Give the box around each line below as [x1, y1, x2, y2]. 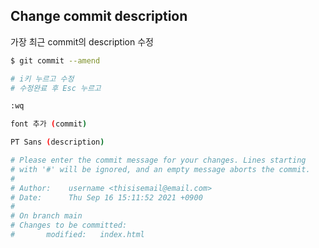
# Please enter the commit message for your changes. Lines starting [10, 155, 307, 166]
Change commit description [10, 8, 188, 25]
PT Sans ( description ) [10, 137, 105, 148]
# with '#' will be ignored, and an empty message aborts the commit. [10, 164, 311, 174]
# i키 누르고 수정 [10, 74, 75, 84]
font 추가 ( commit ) [10, 119, 88, 129]
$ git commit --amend [10, 55, 101, 66]
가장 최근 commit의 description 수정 [10, 35, 154, 48]
